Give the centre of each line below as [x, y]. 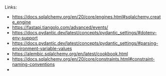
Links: [11, 7]
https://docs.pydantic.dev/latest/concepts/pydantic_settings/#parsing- [85, 43]
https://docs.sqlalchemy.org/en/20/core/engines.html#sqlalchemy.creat [86, 17]
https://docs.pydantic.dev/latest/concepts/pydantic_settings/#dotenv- [84, 33]
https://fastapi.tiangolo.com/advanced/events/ [60, 27]
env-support [25, 38]
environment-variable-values [42, 48]
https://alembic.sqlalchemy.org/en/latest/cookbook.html [70, 54]
